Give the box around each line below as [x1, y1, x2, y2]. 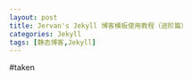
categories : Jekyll [9, 29, 82, 38]
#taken [9, 62, 36, 73]
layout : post [9, 12, 58, 22]
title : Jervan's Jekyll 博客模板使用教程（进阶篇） [9, 21, 188, 30]
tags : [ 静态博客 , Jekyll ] [9, 37, 96, 47]
